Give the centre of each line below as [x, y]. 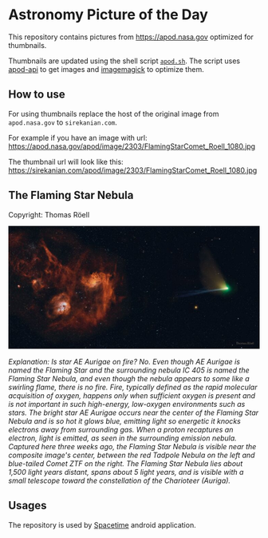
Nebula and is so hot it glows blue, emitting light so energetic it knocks [124, 421]
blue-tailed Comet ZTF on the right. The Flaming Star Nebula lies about [126, 464]
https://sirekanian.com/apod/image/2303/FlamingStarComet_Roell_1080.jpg [133, 170]
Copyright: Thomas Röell [49, 214]
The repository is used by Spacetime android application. [102, 524]
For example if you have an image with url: [78, 137]
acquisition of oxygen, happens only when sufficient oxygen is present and [132, 396]
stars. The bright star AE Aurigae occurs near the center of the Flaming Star [134, 412]
